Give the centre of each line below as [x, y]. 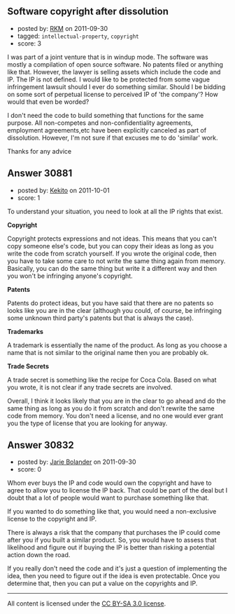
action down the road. [39, 555]
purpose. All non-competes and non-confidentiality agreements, [100, 123]
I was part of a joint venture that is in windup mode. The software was [108, 57]
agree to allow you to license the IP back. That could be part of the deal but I [117, 490]
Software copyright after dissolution [88, 12]
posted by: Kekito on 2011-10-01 [63, 190]
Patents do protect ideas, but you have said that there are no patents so [111, 303]
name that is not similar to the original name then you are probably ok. [108, 352]
